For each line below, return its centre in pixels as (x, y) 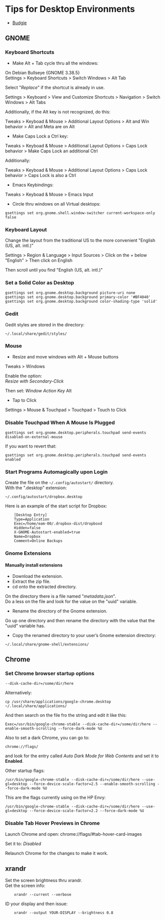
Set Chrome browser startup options (50, 673)
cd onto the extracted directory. (45, 586)
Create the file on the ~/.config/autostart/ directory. (60, 483)
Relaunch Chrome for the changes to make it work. (57, 853)
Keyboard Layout (26, 229)
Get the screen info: (25, 885)
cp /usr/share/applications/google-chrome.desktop (58, 702)
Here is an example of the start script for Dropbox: (56, 506)
